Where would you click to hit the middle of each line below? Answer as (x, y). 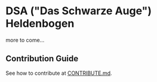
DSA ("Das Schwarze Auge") (79, 11)
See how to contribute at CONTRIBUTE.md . (59, 73)
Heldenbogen (40, 23)
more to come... (25, 40)
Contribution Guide (42, 59)
